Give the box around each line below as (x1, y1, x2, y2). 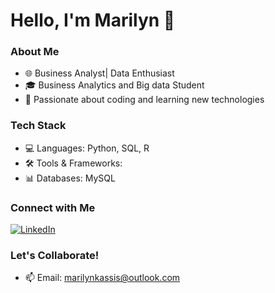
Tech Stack (10, 119, 67, 133)
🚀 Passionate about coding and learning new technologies (24, 94, 265, 106)
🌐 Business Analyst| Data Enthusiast (24, 67, 175, 79)
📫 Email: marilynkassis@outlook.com (24, 272, 181, 284)
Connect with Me (10, 200, 96, 214)
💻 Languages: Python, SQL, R (24, 142, 150, 154)
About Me (10, 45, 60, 59)
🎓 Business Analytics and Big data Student (24, 79, 205, 91)
